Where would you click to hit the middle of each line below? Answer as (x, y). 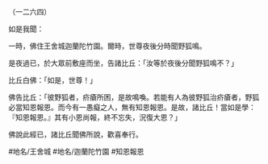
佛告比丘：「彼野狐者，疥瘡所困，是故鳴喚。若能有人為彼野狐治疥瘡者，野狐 (134, 97)
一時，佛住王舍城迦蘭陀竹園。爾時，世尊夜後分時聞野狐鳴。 (107, 46)
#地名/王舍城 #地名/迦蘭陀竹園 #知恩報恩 (76, 152)
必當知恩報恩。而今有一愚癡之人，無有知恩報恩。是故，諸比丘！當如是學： (132, 107)
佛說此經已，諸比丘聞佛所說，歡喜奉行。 (75, 134)
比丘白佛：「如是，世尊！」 (52, 80)
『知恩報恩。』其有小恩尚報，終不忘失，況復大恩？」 (95, 117)
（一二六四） (29, 12)
